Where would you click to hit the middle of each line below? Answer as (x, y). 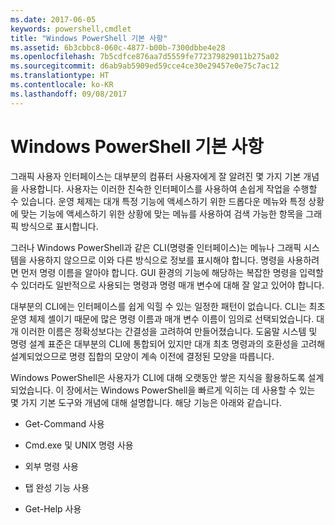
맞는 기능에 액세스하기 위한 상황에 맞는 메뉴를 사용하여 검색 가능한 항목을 (162, 213)
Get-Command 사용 (64, 423)
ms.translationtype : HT (60, 76)
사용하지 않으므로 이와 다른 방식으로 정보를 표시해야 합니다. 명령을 (156, 260)
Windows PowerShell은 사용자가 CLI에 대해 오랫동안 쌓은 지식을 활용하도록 (158, 377)
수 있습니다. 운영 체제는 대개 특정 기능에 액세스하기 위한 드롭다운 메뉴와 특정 (158, 201)
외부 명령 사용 (51, 466)
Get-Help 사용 (53, 508)
